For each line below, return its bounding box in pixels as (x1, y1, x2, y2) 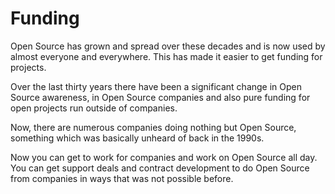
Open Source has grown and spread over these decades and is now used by (10, 40, 326, 52)
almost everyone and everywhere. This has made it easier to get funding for (10, 50, 323, 62)
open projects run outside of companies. (10, 102, 178, 114)
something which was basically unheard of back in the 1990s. (10, 132, 265, 144)
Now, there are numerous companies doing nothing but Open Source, (10, 121, 297, 133)
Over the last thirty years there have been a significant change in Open (10, 80, 303, 92)
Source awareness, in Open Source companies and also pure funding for (10, 91, 311, 103)
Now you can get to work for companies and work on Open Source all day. (10, 151, 318, 163)
